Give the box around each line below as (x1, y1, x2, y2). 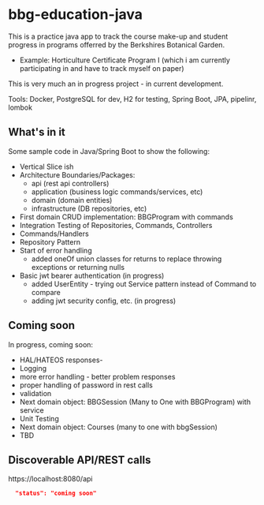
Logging (19, 363, 47, 372)
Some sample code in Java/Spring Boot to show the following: (8, 146, 210, 155)
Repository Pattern (19, 237, 81, 246)
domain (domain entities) (31, 195, 113, 204)
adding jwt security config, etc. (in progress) (31, 296, 177, 305)
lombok (8, 103, 33, 112)
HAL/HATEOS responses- (19, 355, 103, 365)
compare (31, 287, 61, 297)
